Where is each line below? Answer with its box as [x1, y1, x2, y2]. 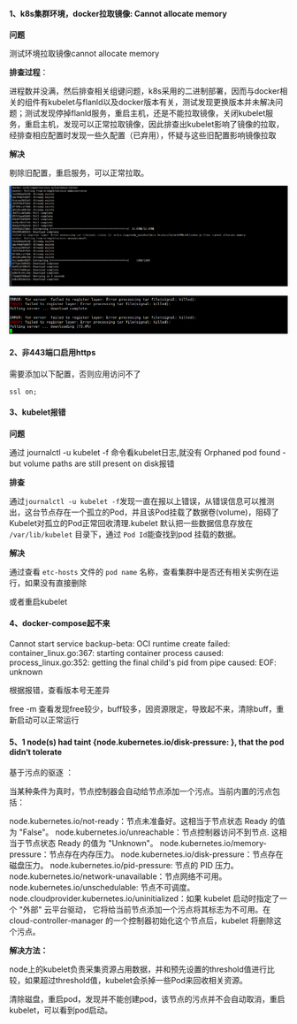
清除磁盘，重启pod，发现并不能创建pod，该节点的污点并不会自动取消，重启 [9, 994, 286, 1005]
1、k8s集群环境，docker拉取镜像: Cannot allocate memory [9, 8, 227, 19]
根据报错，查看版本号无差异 [9, 685, 110, 696]
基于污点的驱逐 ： [9, 768, 73, 778]
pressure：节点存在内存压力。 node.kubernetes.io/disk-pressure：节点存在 [9, 849, 284, 860]
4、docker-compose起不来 [9, 618, 110, 629]
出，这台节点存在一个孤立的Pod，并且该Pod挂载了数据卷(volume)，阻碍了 [9, 507, 279, 517]
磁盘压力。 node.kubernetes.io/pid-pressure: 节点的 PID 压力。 [9, 860, 239, 871]
